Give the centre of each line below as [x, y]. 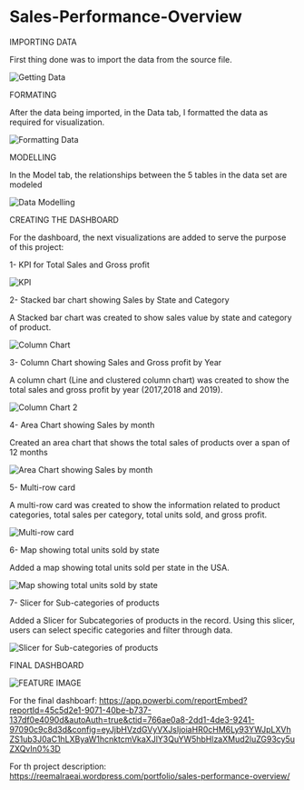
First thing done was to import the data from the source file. [121, 59]
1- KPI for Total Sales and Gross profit [79, 265]
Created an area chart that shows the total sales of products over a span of [150, 442]
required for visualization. [57, 122]
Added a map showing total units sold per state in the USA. [119, 567]
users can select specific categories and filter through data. [121, 630]
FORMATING [33, 95]
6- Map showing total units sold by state [85, 550]
